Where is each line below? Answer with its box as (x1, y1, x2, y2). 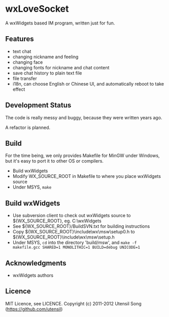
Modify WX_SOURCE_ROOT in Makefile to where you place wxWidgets (12, 173, 161, 179)
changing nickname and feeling (12, 54, 79, 60)
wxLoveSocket (5, 3, 70, 15)
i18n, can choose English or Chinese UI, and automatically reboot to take (12, 81, 164, 87)
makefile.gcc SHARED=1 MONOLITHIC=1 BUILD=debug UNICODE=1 (12, 245, 141, 250)
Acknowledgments (5, 258, 67, 268)
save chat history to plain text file (12, 70, 82, 76)
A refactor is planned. (5, 124, 51, 130)
